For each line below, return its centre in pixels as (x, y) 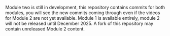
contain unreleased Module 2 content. (45, 29)
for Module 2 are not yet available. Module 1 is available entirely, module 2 (82, 18)
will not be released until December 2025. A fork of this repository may (79, 23)
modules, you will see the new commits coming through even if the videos (83, 13)
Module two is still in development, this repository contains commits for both (85, 7)
